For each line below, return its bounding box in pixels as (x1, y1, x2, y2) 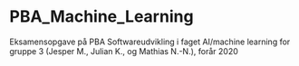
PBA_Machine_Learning (9, 6, 194, 27)
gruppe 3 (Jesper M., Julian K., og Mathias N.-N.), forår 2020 (9, 45, 238, 56)
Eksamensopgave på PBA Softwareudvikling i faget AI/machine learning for (9, 36, 291, 47)
